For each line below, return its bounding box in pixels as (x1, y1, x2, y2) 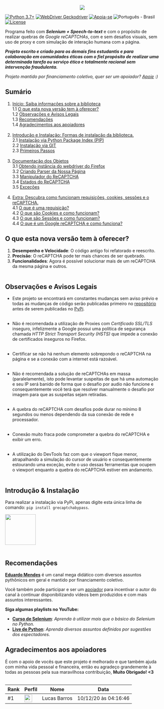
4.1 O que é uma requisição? (12, 205, 70, 211)
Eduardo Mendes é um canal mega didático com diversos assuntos (5, 572, 141, 578)
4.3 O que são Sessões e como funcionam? (12, 215, 100, 221)
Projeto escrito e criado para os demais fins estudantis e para (5, 48, 134, 54)
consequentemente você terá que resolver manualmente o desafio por (12, 386, 155, 392)
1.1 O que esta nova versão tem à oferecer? (12, 106, 99, 112)
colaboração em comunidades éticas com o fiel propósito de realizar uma (5, 54, 159, 59)
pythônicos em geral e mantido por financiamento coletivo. (5, 577, 124, 583)
